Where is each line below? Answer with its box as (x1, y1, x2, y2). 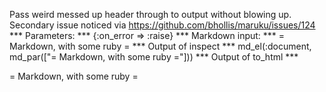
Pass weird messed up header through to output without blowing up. (9, 9, 292, 20)
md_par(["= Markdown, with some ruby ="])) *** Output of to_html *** (9, 51, 299, 63)
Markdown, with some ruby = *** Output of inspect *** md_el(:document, (9, 40, 312, 52)
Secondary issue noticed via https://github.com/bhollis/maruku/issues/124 (9, 19, 316, 31)
